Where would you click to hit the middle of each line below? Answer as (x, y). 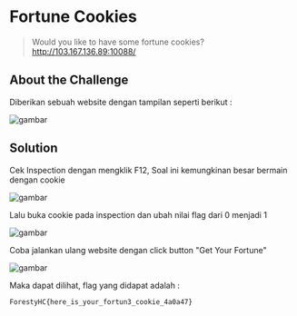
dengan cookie (37, 180)
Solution (34, 148)
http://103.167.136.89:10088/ (84, 51)
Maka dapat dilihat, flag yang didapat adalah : (94, 285)
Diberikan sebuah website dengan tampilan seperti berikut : (121, 102)
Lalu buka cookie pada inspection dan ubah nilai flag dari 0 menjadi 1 (139, 214)
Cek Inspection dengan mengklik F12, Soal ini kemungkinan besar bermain (148, 170)
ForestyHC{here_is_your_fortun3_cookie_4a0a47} (101, 301)
